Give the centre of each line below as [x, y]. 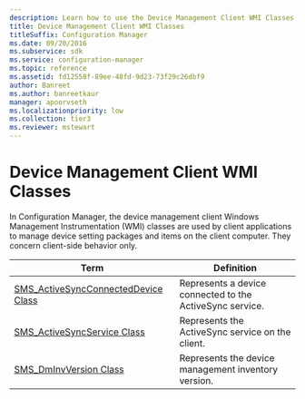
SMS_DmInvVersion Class [69, 369]
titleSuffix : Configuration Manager [79, 34]
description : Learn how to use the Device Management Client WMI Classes [152, 18]
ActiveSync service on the [235, 332]
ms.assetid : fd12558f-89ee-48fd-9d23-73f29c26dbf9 [107, 77]
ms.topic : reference [49, 69]
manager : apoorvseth [49, 102]
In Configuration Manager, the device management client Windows [134, 216]
